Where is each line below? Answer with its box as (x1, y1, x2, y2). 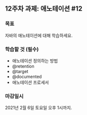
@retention (12, 63, 35, 69)
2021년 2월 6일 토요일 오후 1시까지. (5, 105, 72, 111)
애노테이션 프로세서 (12, 79, 49, 85)
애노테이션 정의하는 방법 (12, 57, 58, 63)
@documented (12, 74, 42, 79)
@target (12, 68, 29, 74)
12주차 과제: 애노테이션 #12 (5, 4, 83, 13)
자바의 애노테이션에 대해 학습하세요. (5, 32, 73, 38)
